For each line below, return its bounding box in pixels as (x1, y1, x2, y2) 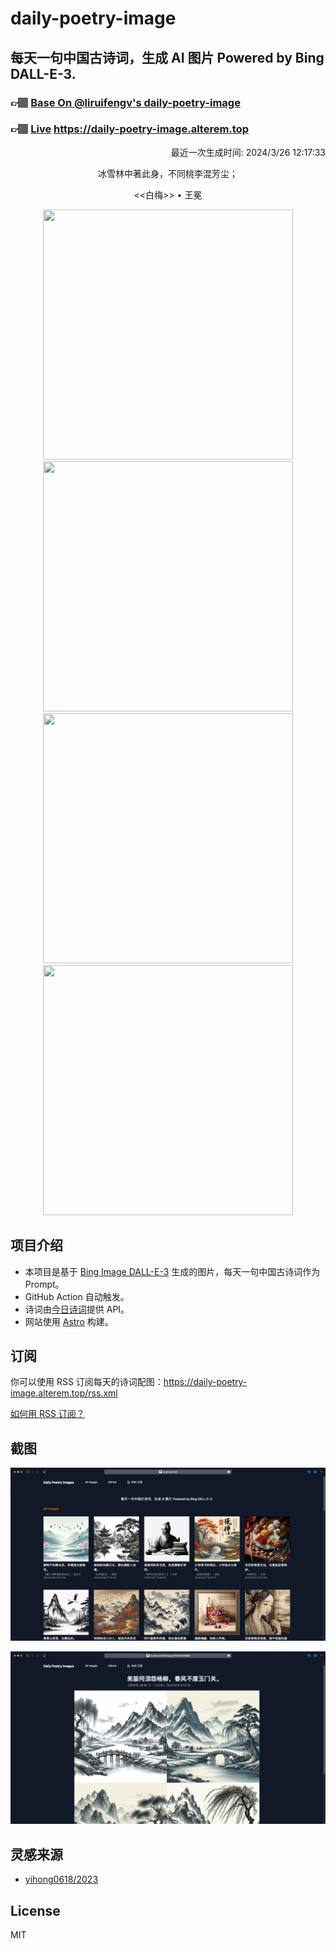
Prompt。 (24, 1278, 65, 1290)
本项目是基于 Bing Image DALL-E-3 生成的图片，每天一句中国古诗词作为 (24, 1265, 321, 1277)
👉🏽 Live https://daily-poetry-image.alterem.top (10, 122, 249, 136)
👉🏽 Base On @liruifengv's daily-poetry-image (10, 95, 241, 109)
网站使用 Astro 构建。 (24, 1315, 114, 1327)
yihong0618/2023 (24, 1873, 99, 1886)
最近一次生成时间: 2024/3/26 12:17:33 (170, 146, 326, 158)
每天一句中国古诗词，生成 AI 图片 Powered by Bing (10, 49, 325, 66)
